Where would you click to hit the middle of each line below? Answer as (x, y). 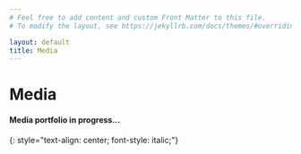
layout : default (39, 42)
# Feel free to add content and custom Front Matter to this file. (138, 17)
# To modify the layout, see (64, 26)
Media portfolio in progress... (65, 120)
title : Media (34, 50)
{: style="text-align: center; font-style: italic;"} (94, 140)
